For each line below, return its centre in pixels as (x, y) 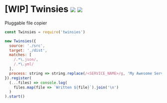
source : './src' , (27, 46)
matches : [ (20, 55)
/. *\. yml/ (24, 64)
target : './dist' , (28, 50)
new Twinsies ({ (20, 41)
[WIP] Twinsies (37, 9)
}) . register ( (18, 78)
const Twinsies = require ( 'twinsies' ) (45, 32)
